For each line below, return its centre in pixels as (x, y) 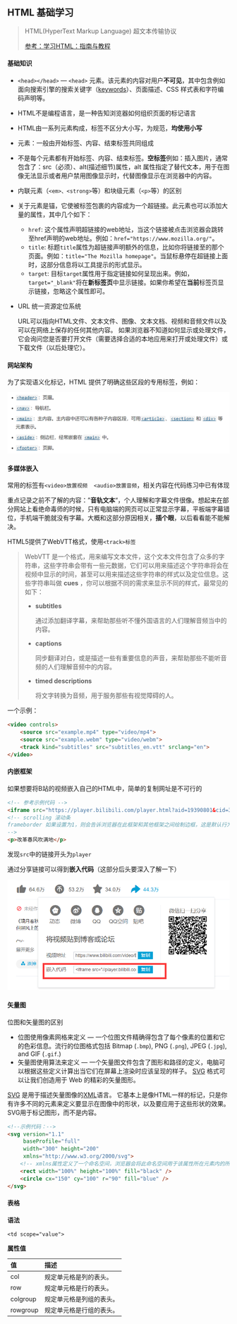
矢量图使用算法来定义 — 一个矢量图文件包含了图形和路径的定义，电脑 (118, 1062)
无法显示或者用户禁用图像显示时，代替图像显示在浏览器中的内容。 (120, 176)
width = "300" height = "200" (61, 1149)
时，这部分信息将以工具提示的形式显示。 (87, 265)
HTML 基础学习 (41, 13)
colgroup (23, 1299)
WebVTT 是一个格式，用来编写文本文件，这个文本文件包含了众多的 (121, 557)
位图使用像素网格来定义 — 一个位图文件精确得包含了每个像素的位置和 (118, 1037)
